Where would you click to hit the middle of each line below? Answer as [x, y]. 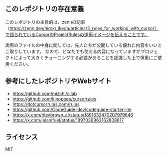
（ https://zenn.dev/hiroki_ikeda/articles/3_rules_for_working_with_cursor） [82, 28]
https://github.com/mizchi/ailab [45, 93]
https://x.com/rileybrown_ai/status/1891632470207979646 [73, 114]
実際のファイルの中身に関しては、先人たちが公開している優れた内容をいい [82, 45]
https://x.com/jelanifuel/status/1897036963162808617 [68, 120]
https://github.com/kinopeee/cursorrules [54, 98]
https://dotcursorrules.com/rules [46, 104]
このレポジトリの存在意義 [44, 9]
